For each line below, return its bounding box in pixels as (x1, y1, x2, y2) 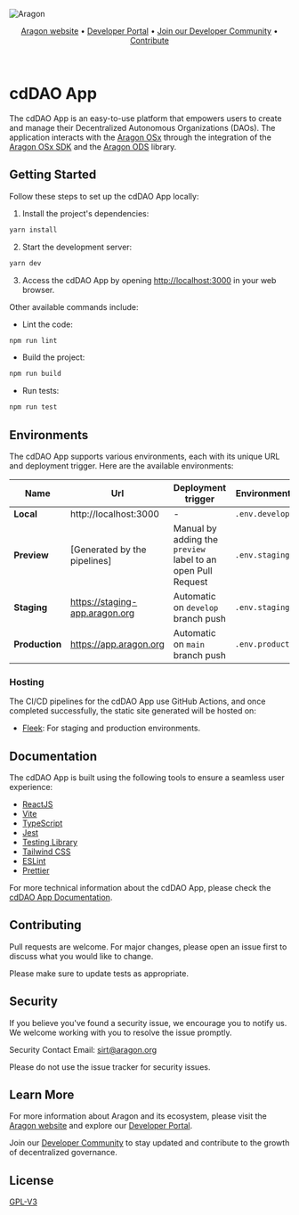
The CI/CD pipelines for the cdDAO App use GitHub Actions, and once (9, 696, 266, 707)
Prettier (21, 865, 50, 877)
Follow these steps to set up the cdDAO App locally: (9, 191, 199, 201)
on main (173, 638, 206, 650)
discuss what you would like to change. (9, 950, 154, 961)
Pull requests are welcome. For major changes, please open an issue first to (9, 941, 287, 952)
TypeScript (21, 818, 63, 828)
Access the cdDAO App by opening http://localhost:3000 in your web (21, 274, 277, 285)
